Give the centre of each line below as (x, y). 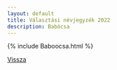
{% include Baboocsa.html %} (50, 46)
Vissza (17, 60)
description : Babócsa (39, 26)
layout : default (31, 14)
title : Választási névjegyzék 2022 (59, 20)
